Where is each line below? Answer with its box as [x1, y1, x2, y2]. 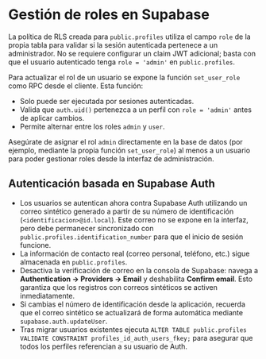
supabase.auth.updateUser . [19, 316, 108, 326]
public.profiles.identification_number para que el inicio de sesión [19, 232, 244, 241]
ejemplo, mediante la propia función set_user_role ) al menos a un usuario [8, 145, 251, 155]
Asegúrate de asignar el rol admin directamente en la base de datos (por [8, 137, 244, 146]
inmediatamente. [19, 291, 75, 300]
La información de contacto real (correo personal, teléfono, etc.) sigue [19, 249, 250, 258]
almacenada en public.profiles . [19, 257, 128, 267]
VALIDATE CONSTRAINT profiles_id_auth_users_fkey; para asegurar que [19, 333, 253, 342]
